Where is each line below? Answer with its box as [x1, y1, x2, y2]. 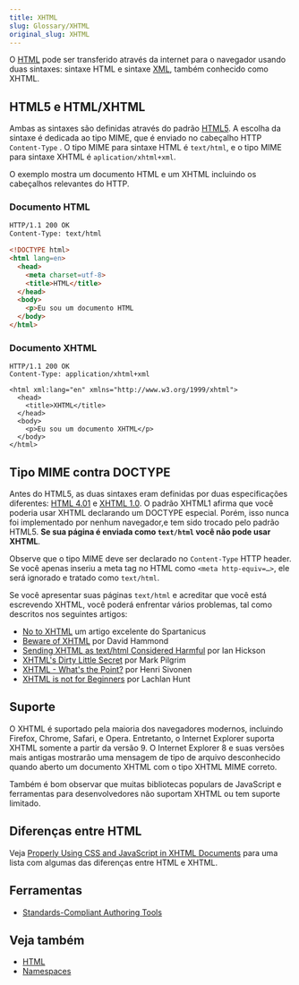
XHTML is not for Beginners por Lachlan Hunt [21, 673, 191, 685]
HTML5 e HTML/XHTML [9, 99, 146, 115]
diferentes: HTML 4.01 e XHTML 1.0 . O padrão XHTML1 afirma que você [9, 498, 274, 509]
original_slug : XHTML [9, 30, 90, 39]
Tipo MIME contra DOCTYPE [9, 465, 171, 480]
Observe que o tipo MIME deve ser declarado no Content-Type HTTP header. [9, 553, 292, 564]
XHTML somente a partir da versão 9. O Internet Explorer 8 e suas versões [9, 742, 285, 753]
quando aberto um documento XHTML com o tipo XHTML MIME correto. [9, 761, 278, 772]
